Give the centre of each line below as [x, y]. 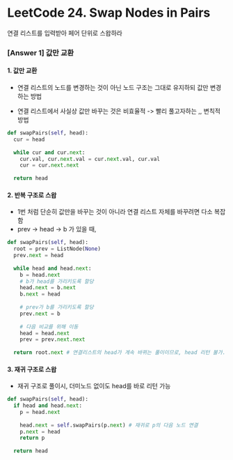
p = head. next [40, 412]
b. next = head [40, 294]
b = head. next [40, 275]
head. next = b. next [48, 288]
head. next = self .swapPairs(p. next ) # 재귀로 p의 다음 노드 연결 [109, 425]
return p [32, 438]
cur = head [29, 139]
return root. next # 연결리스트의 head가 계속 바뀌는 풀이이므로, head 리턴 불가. [120, 353]
